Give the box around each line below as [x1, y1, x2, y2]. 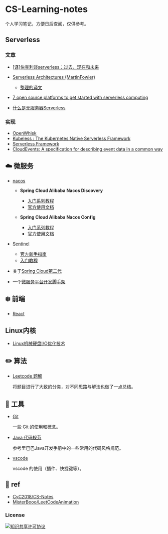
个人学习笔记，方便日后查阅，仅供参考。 [5, 21, 89, 27]
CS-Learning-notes [5, 4, 88, 15]
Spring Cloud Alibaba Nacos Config [20, 214, 96, 220]
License [5, 511, 25, 518]
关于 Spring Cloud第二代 [12, 268, 62, 274]
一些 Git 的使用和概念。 [12, 424, 61, 430]
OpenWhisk [12, 130, 37, 136]
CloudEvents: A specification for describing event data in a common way [12, 146, 163, 152]
